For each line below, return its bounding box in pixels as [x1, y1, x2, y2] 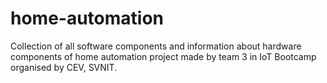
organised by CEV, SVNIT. [10, 61, 118, 73]
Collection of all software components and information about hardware [10, 40, 302, 52]
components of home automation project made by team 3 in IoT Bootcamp [10, 50, 317, 62]
